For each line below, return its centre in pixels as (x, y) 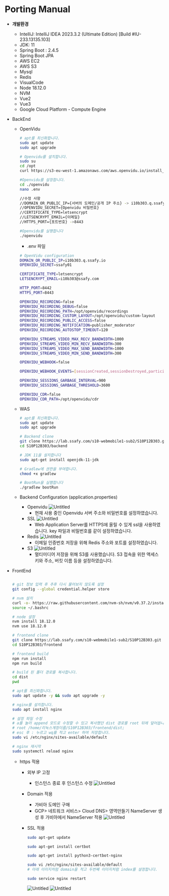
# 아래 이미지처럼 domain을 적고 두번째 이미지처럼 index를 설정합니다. (92, 870)
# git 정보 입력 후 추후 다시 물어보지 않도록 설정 (58, 585)
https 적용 (30, 761)
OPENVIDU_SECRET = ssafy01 (46, 265)
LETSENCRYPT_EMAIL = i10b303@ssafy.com (59, 279)
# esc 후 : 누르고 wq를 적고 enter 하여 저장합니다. (61, 733)
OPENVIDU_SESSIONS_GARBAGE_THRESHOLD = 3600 (65, 385)
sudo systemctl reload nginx (43, 751)
